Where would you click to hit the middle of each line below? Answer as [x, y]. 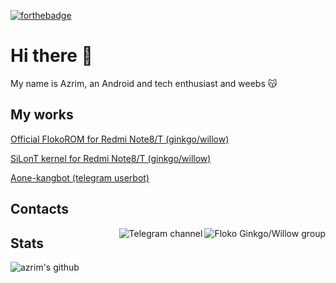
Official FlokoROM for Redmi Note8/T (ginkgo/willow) [120, 139]
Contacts [40, 209]
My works [42, 115]
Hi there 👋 [51, 56]
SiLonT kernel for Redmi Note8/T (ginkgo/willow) [111, 158]
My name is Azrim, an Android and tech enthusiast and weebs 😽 [144, 83]
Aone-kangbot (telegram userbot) [80, 177]
